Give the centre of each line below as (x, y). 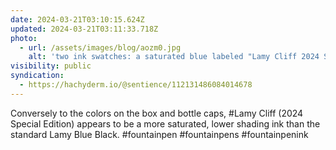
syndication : (37, 76)
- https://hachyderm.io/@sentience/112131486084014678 (136, 85)
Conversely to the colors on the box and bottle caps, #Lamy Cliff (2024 (157, 113)
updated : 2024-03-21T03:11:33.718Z (84, 29)
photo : (24, 38)
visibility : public (51, 66)
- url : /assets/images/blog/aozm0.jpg (100, 47)
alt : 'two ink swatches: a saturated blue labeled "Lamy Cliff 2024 (174, 57)
